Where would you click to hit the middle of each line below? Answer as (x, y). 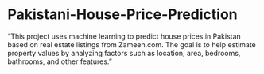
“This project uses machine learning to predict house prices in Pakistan (124, 36)
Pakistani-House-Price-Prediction (122, 15)
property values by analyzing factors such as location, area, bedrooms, (124, 53)
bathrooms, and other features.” (60, 61)
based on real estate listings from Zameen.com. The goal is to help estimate (132, 44)
